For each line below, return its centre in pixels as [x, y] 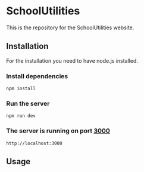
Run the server [28, 103]
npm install [21, 89]
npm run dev [21, 116]
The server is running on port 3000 [58, 131]
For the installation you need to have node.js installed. [72, 60]
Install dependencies [37, 76]
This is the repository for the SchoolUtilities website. [70, 27]
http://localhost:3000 [34, 143]
